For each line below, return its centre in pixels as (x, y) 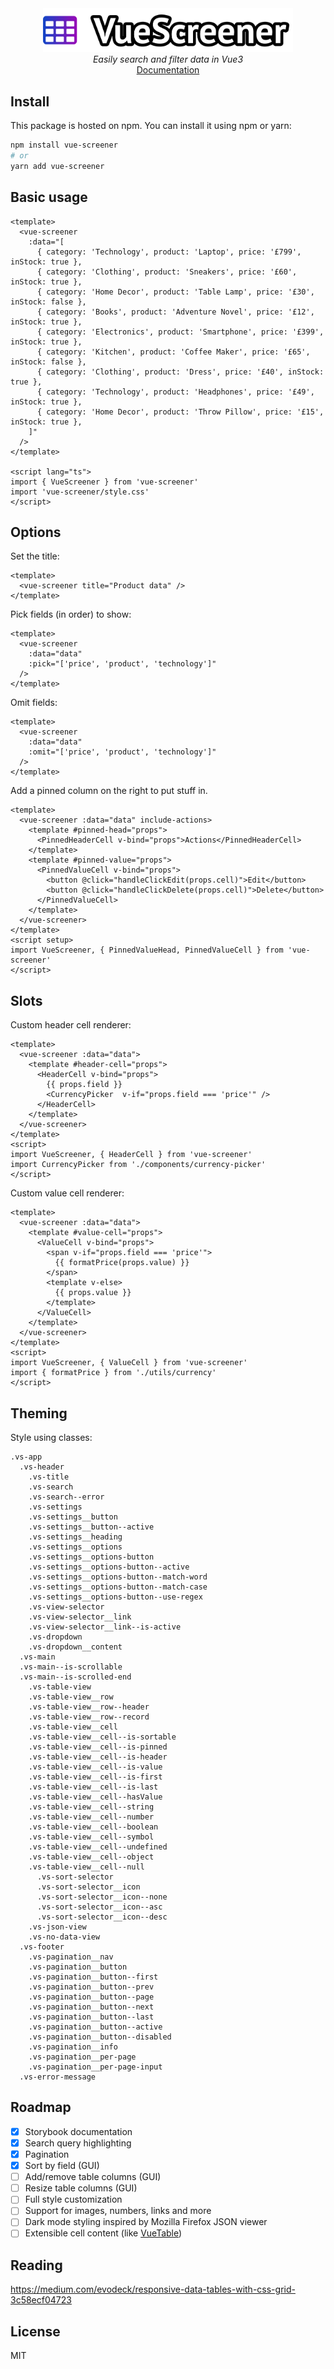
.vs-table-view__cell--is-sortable (102, 1737)
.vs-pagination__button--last (91, 2017)
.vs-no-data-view (64, 1937)
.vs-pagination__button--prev (91, 1987)
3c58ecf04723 (41, 2300)
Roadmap (41, 2107)
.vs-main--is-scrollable (71, 1667)
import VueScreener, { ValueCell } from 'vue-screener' (129, 1363)
